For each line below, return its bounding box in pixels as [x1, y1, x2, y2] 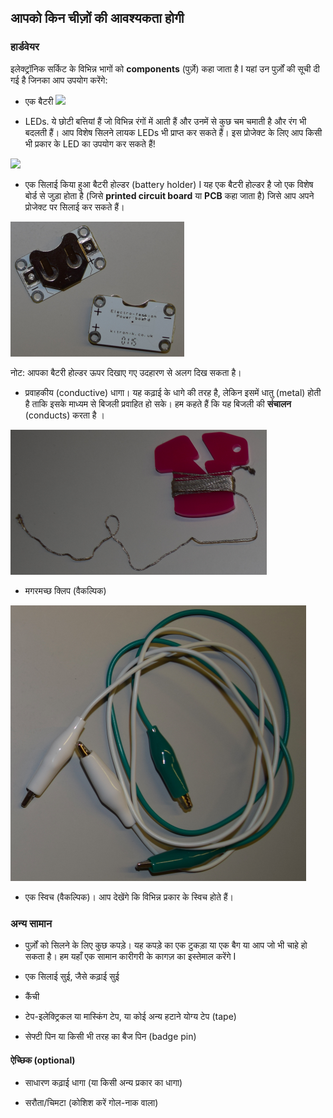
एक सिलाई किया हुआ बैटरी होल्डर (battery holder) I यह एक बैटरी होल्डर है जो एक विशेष [24, 178, 314, 190]
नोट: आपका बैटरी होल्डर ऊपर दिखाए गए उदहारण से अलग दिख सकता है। [10, 366, 242, 378]
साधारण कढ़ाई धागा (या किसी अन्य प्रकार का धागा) [24, 1077, 183, 1089]
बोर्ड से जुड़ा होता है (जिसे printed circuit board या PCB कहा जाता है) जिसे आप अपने [24, 189, 315, 201]
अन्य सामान [10, 916, 52, 930]
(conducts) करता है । [24, 409, 106, 421]
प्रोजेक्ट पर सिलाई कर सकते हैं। [24, 201, 125, 213]
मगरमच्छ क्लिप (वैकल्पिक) [24, 584, 107, 596]
